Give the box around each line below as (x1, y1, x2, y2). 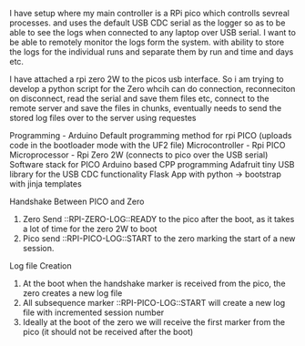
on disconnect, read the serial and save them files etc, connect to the (9, 93, 269, 104)
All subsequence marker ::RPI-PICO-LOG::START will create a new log (22, 298, 286, 308)
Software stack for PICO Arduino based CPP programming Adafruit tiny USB (9, 159, 295, 169)
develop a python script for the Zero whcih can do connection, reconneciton (9, 84, 296, 94)
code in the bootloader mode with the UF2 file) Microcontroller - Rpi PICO (9, 140, 286, 150)
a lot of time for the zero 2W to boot (22, 223, 158, 234)
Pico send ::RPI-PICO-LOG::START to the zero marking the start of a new (22, 233, 296, 244)
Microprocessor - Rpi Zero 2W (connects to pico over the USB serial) (9, 149, 269, 160)
